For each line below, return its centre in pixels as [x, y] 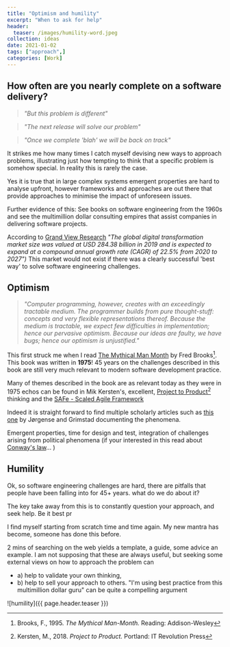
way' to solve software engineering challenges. [74, 266]
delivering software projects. [48, 223]
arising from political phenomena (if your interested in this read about [105, 440]
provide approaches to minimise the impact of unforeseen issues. [100, 196]
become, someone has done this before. [64, 534]
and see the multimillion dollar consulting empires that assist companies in [112, 216]
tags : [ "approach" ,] [37, 52]
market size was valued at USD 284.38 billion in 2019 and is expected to [110, 244]
